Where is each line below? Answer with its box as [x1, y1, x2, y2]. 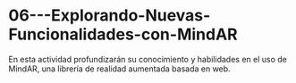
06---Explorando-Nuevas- [8, 5, 211, 26]
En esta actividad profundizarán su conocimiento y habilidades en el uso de [8, 54, 287, 64]
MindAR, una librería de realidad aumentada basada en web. [8, 63, 231, 74]
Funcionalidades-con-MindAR [8, 24, 238, 45]
